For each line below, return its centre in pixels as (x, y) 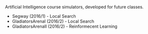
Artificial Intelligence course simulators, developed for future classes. (74, 7)
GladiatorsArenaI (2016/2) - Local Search (53, 21)
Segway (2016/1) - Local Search (44, 16)
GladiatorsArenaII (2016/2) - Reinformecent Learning (65, 26)
